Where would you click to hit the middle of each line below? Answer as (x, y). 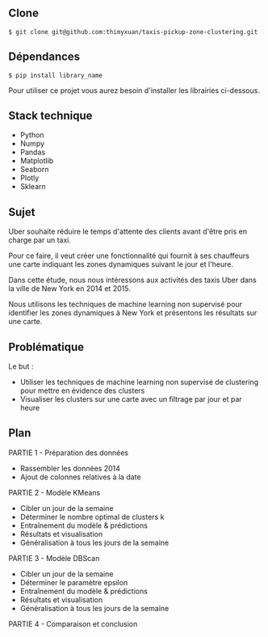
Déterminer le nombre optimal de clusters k (92, 517)
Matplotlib (37, 161)
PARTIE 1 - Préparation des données (69, 453)
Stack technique (50, 116)
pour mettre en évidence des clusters (82, 390)
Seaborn (34, 170)
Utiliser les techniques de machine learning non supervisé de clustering (139, 382)
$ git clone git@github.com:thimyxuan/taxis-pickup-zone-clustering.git (133, 32)
